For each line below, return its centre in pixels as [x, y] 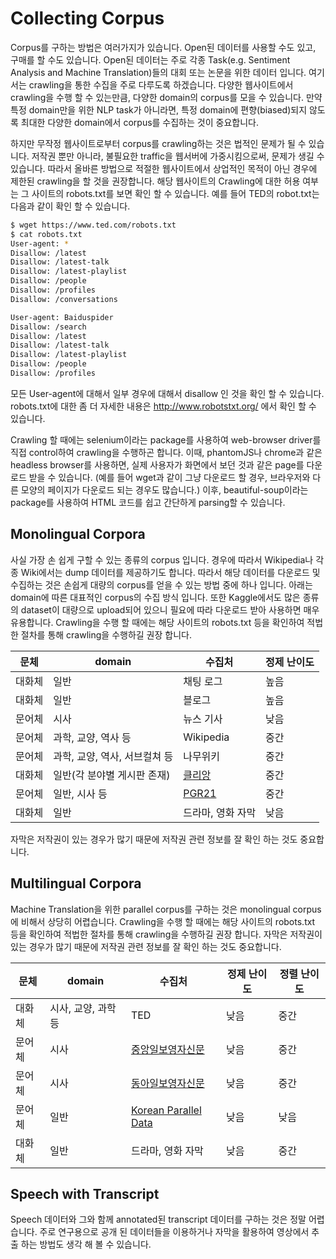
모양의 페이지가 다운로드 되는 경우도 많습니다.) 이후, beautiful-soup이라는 [164, 489]
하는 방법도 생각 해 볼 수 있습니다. [86, 1244]
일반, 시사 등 [80, 794]
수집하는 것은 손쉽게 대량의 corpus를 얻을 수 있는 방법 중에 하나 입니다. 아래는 [161, 584]
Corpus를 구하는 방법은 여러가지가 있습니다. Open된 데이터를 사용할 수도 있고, [163, 47]
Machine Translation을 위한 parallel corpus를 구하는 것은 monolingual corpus [166, 909]
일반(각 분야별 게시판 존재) [112, 775]
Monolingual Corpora [78, 534]
